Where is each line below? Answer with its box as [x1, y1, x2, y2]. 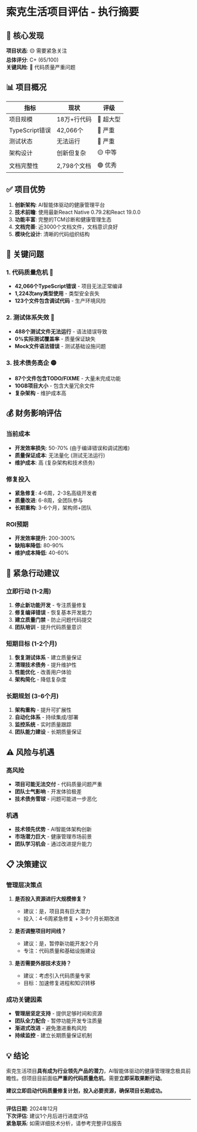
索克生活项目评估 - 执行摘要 [6, 5, 140, 19]
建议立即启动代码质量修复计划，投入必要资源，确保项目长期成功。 [6, 1087, 165, 1095]
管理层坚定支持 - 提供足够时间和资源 [14, 1010, 103, 1017]
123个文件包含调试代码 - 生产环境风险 [14, 297, 107, 305]
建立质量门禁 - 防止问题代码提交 [14, 616, 93, 623]
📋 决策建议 [6, 859, 47, 869]
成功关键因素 [6, 995, 43, 1004]
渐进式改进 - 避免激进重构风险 [14, 1025, 87, 1032]
